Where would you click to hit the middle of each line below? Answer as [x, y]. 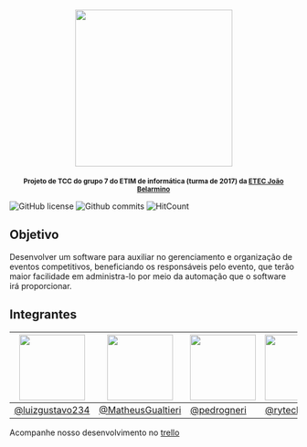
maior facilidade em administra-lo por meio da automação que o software [148, 276]
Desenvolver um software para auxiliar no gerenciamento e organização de [151, 256]
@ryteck [283, 410]
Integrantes [43, 315]
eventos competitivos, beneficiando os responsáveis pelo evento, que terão [152, 266]
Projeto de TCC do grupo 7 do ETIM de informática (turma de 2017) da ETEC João [153, 181]
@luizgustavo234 [52, 410]
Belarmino [153, 189]
